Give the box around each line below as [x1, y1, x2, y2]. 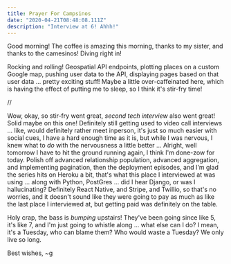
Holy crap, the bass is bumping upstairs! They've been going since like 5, [7, 213, 216, 222]
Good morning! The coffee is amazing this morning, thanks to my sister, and [7, 42, 223, 51]
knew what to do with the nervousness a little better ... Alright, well [7, 141, 197, 150]
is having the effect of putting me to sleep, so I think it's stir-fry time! [7, 85, 203, 94]
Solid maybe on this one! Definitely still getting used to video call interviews [7, 119, 223, 127]
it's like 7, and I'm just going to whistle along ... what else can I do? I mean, [7, 221, 219, 229]
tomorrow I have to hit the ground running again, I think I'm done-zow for [7, 148, 215, 157]
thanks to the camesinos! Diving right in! [7, 49, 122, 58]
